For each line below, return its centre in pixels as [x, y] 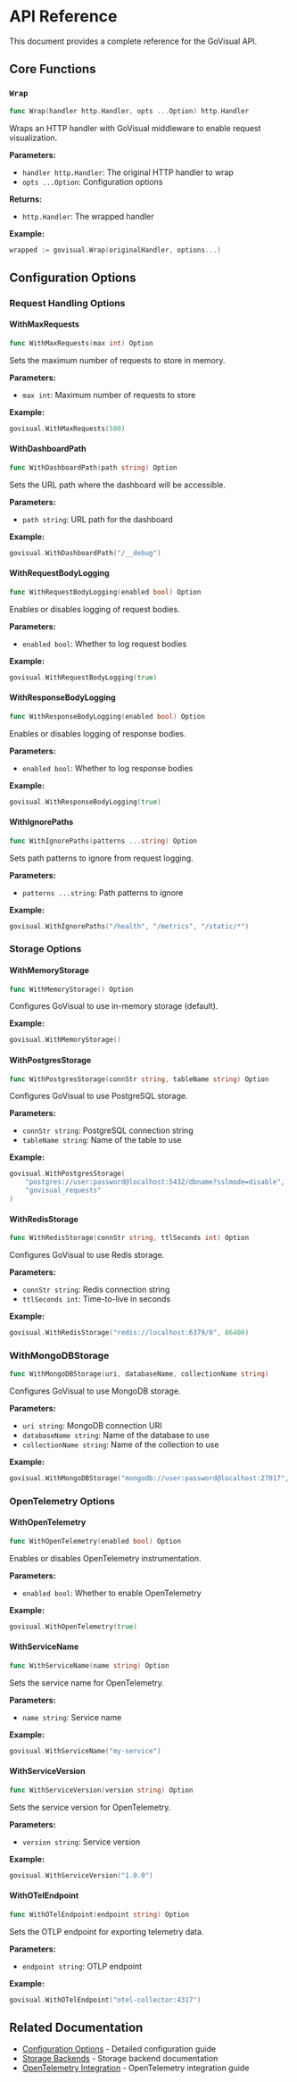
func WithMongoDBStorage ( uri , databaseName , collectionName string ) [139, 1374]
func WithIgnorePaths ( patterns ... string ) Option [103, 841]
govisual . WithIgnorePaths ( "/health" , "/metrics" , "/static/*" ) [129, 926]
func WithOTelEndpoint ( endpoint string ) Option [99, 1914]
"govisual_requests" [63, 1191]
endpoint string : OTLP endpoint [82, 1966]
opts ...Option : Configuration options [92, 181]
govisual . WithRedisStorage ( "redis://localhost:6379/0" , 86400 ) [129, 1332]
